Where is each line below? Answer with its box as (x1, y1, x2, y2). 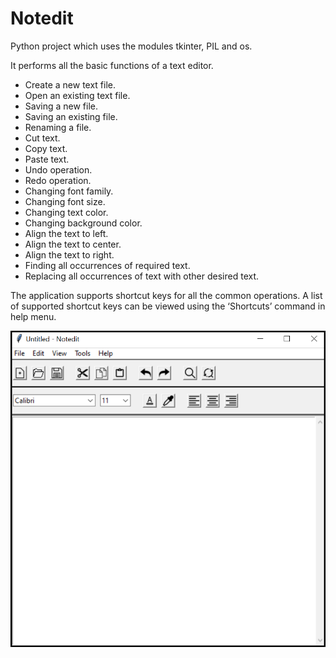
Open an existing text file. (24, 89, 131, 101)
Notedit (10, 7, 74, 30)
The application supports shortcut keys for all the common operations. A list (10, 289, 323, 301)
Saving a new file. (24, 100, 99, 112)
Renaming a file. (24, 121, 92, 133)
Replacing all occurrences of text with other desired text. (24, 270, 260, 282)
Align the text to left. (24, 227, 109, 239)
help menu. (10, 310, 57, 322)
